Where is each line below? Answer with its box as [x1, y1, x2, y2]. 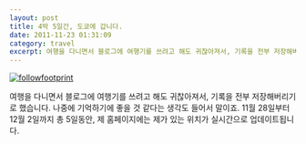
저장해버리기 [251, 91, 297, 102]
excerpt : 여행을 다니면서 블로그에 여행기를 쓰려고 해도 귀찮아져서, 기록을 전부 [9, 47, 270, 57]
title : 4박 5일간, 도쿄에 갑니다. [9, 22, 123, 31]
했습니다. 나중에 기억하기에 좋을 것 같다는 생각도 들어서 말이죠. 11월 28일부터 [18, 102, 291, 114]
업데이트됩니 [250, 114, 294, 125]
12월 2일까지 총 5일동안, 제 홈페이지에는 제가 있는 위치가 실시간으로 [9, 114, 249, 125]
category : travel [9, 38, 76, 48]
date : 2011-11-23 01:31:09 [9, 30, 112, 39]
